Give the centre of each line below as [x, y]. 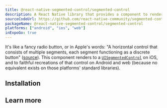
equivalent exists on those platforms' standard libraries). [63, 68]
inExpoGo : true [21, 33]
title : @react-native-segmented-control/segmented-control [68, 10]
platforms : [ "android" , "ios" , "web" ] [45, 28]
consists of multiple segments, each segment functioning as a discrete [78, 52]
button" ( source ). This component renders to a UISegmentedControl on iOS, [82, 57]
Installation [23, 83]
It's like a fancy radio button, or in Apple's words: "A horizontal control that [81, 47]
